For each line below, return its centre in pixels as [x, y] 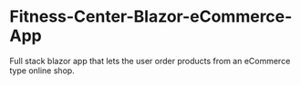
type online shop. [42, 71]
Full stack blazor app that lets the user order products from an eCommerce [150, 61]
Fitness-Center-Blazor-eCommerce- [151, 17]
